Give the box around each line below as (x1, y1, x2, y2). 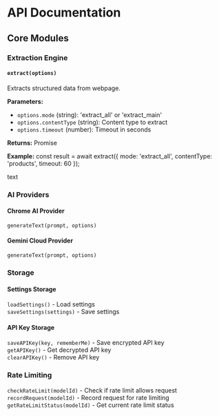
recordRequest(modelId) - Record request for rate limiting (7, 393, 170, 402)
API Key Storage (7, 323, 55, 331)
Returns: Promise (7, 138, 57, 147)
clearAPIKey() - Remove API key (7, 353, 100, 362)
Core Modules (7, 32, 69, 44)
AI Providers (7, 189, 50, 199)
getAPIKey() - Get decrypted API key (7, 346, 112, 354)
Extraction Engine (7, 53, 68, 63)
